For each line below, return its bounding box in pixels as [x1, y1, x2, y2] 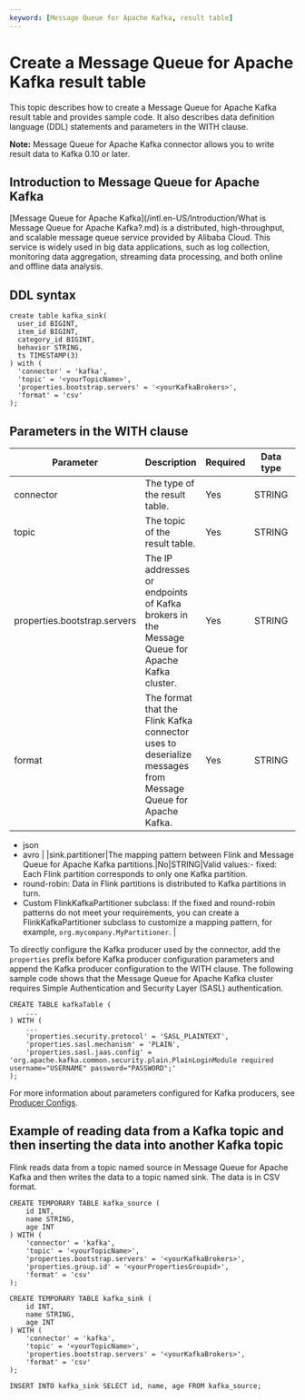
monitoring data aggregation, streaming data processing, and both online [9, 251, 283, 262]
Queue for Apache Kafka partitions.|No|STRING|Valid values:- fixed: [22, 859, 278, 870]
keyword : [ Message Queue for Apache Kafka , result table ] [9, 13, 233, 23]
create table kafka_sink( [9, 311, 107, 320]
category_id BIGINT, [17, 335, 95, 345]
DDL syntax [9, 287, 76, 302]
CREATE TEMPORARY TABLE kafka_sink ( [9, 1294, 152, 1303]
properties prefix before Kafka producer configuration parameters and [9, 954, 275, 964]
